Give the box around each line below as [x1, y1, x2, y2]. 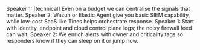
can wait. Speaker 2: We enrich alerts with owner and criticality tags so [6, 31, 183, 38]
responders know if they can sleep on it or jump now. [6, 37, 138, 44]
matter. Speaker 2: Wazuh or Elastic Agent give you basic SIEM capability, [6, 11, 190, 19]
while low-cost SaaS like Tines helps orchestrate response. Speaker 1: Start [6, 18, 195, 25]
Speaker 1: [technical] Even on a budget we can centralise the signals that [6, 5, 190, 12]
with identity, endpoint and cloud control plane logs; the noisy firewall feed [6, 24, 192, 31]
